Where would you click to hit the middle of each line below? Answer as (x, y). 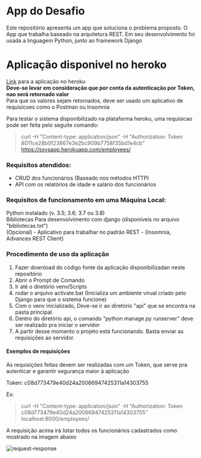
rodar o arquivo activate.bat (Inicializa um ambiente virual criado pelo (100, 293)
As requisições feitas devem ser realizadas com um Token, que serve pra (97, 364)
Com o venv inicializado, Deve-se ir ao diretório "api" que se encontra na (105, 305)
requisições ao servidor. (45, 337)
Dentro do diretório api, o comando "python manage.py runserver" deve (104, 318)
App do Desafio (46, 11)
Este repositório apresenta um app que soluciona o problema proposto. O (97, 28)
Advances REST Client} (35, 239)
